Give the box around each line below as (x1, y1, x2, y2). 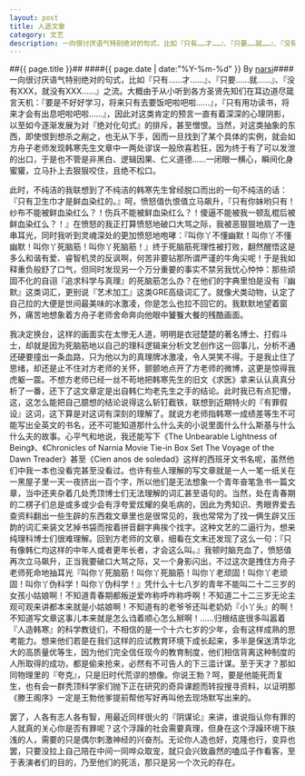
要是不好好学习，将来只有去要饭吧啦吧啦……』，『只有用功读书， (44, 97, 282, 108)
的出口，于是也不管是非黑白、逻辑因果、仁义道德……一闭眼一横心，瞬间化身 (9, 154, 294, 164)
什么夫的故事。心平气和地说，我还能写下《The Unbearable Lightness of (9, 431, 278, 442)
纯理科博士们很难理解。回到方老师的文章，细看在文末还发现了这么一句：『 (9, 533, 284, 544)
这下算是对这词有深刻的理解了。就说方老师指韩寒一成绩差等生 (48, 408, 280, 419)
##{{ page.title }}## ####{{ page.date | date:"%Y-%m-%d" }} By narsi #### (9, 64, 294, 75)
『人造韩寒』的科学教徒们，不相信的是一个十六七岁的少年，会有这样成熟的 (9, 624, 288, 635)
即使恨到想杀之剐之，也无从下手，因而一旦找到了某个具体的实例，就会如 (25, 131, 296, 142)
